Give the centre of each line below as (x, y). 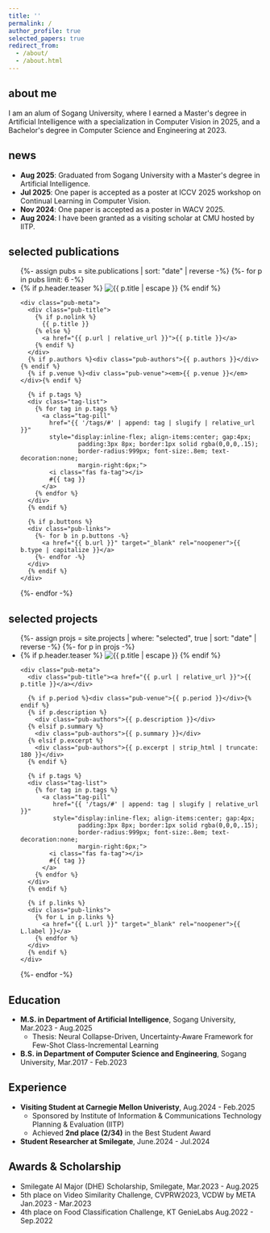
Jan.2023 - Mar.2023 (56, 1203)
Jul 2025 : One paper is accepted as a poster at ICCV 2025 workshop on (141, 192)
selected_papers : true (46, 38)
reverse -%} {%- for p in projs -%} (77, 647)
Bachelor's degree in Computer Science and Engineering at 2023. (118, 130)
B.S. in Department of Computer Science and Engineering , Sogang (133, 1053)
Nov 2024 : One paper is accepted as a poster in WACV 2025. (123, 209)
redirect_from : (34, 46)
